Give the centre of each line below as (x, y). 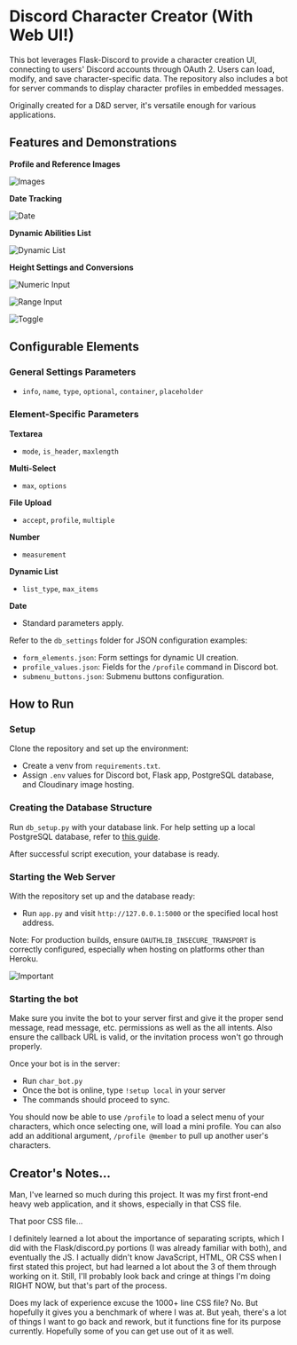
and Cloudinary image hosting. (78, 785)
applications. (32, 115)
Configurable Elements (74, 347)
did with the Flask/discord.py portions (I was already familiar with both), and (148, 1248)
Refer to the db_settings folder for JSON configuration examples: (129, 640)
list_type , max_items (60, 589)
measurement (44, 555)
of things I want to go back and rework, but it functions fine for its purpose (145, 1322)
